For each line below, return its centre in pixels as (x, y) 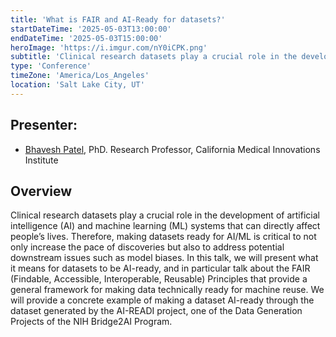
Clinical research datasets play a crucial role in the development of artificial (165, 215)
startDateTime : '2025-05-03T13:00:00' (91, 29)
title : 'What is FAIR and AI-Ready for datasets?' (118, 19)
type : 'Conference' (51, 66)
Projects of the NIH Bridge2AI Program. (91, 322)
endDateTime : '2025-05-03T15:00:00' (86, 38)
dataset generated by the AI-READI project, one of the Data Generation (156, 311)
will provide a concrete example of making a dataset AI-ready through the (162, 300)
